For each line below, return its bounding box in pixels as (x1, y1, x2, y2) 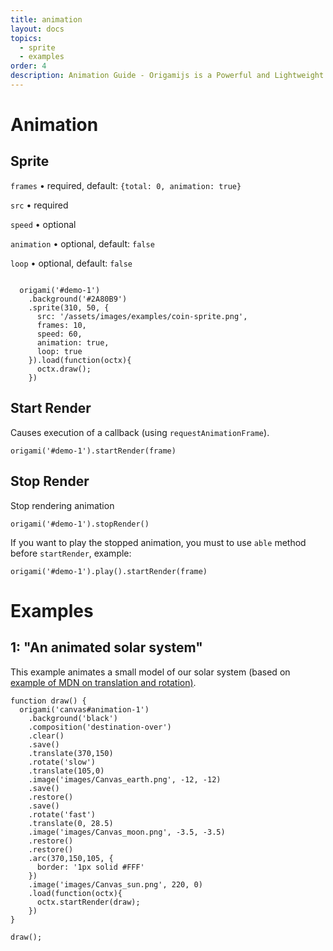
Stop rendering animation (10, 499, 115, 511)
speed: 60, (36, 329, 83, 339)
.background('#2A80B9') (28, 294, 128, 304)
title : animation (10, 14, 83, 25)
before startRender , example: (10, 547, 132, 559)
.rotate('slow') (28, 757, 97, 767)
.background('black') (28, 713, 118, 723)
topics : (10, 33, 43, 43)
